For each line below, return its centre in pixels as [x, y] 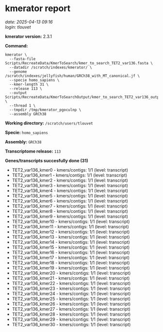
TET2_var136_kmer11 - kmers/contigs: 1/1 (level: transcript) [71, 226]
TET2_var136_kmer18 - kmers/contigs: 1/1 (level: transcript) [71, 263]
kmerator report [38, 8]
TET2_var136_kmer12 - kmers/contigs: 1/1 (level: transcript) [71, 232]
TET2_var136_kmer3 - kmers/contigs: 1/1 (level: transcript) [70, 185]
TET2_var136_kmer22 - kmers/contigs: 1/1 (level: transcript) [71, 283]
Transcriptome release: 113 [33, 151]
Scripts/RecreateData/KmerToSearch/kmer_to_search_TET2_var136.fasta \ [79, 63]
